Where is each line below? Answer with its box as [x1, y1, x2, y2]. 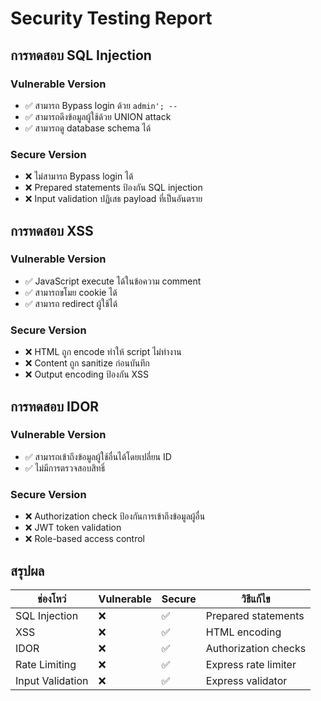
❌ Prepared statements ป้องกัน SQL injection [24, 182, 203, 194]
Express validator [205, 673, 288, 687]
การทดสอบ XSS [10, 222, 94, 239]
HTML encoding [205, 625, 282, 639]
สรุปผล [10, 562, 45, 579]
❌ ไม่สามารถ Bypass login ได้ [24, 170, 134, 182]
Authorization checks [205, 641, 307, 655]
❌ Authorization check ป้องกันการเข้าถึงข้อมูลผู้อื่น [24, 510, 206, 522]
